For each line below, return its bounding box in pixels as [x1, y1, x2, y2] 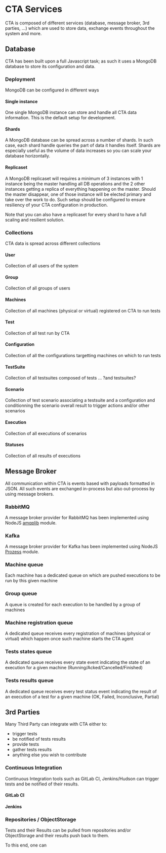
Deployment [5, 76, 36, 82]
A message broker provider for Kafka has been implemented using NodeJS [5, 543, 158, 549]
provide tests [12, 741, 40, 747]
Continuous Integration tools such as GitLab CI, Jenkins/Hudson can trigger [5, 775, 159, 781]
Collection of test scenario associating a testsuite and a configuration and [5, 397, 155, 403]
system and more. [5, 30, 42, 36]
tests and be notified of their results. [5, 781, 79, 787]
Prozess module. [5, 549, 40, 555]
